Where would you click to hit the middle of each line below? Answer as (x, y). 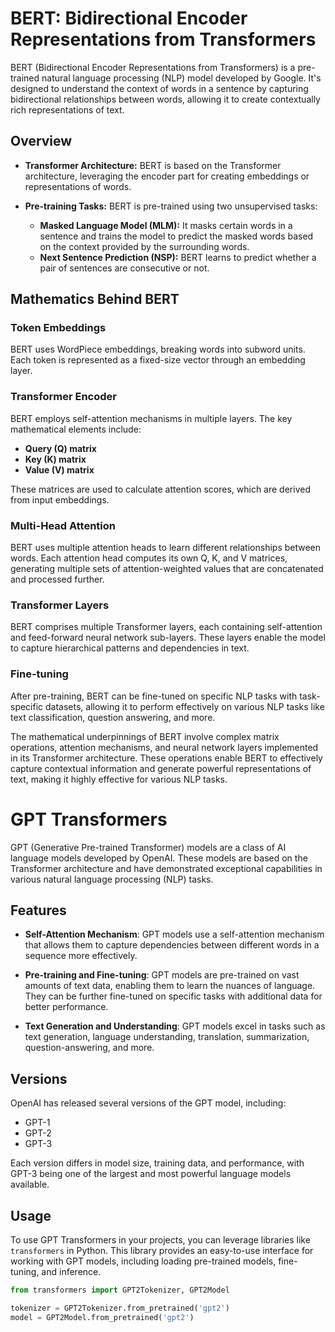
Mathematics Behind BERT (95, 299)
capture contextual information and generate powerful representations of (161, 768)
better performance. (66, 1007)
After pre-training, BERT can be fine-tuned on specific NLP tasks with (154, 696)
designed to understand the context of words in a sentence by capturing (159, 88)
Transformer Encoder (63, 397)
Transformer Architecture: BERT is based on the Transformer (153, 165)
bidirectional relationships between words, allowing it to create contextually (165, 99)
